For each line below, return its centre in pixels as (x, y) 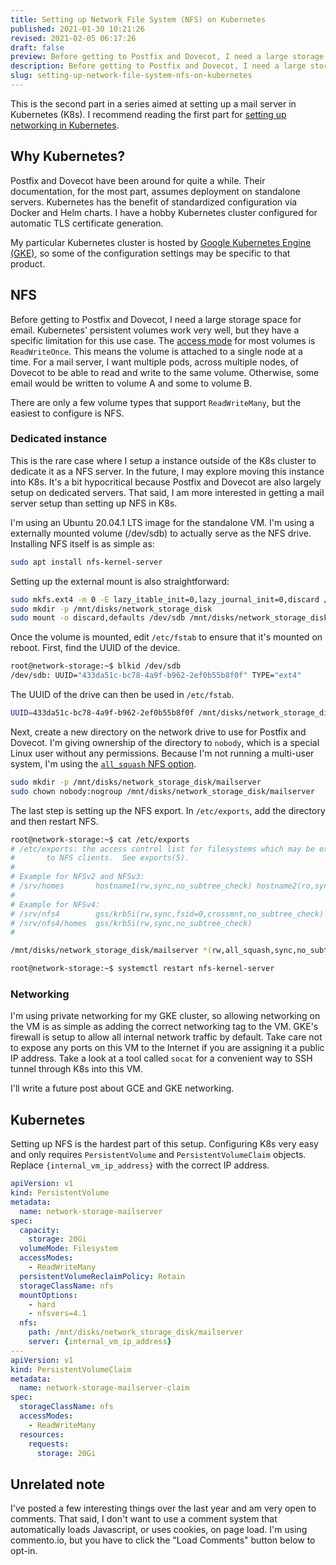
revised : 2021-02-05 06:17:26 (73, 38)
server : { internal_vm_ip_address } (100, 1342)
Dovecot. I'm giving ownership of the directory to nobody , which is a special (165, 742)
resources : (42, 1434)
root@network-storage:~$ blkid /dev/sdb (96, 666)
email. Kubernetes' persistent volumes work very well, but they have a (155, 330)
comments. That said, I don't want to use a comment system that (144, 1519)
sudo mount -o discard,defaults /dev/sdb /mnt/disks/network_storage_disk (169, 618)
